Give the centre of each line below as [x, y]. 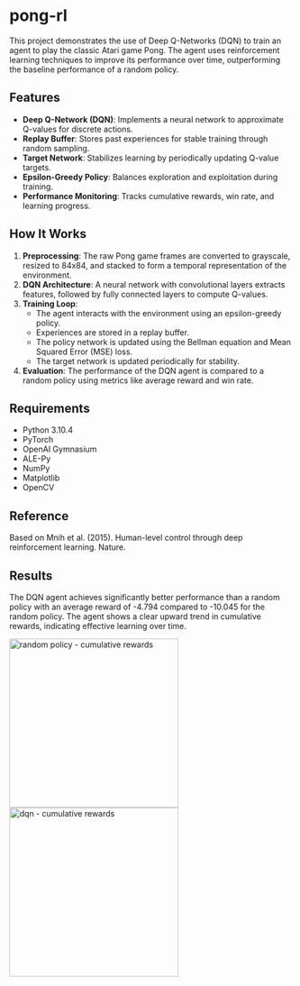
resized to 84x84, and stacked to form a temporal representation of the [155, 265]
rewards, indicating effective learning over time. [98, 626]
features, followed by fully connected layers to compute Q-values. [145, 294]
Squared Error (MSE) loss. [84, 351]
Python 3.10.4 [48, 430]
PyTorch [38, 440]
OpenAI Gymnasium [59, 449]
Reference [39, 516]
